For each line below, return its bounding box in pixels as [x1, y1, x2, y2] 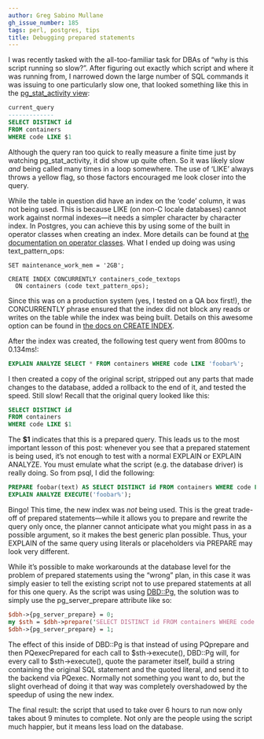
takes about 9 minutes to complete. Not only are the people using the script [8, 713, 253, 722]
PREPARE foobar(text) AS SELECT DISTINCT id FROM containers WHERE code [8, 483, 251, 492]
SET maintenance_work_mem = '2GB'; [8, 261, 125, 269]
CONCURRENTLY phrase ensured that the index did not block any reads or [8, 304, 251, 313]
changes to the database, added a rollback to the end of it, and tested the [8, 382, 247, 392]
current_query [8, 104, 55, 112]
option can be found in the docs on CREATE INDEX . [8, 320, 175, 331]
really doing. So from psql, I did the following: [8, 468, 156, 478]
